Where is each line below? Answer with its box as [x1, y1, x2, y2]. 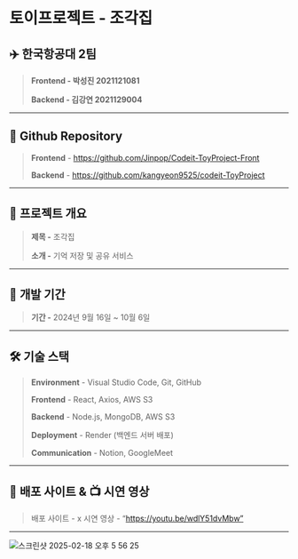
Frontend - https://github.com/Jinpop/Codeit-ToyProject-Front [30, 152, 260, 163]
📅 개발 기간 [9, 287, 67, 302]
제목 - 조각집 [30, 231, 75, 242]
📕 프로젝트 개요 [9, 206, 87, 221]
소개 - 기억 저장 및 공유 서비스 [30, 250, 134, 260]
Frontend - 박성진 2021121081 [30, 76, 140, 85]
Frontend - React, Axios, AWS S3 [30, 395, 153, 405]
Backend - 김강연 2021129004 [30, 94, 143, 105]
